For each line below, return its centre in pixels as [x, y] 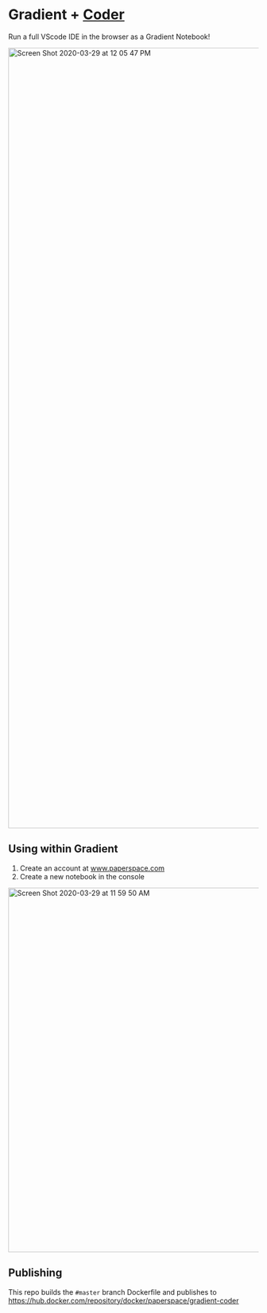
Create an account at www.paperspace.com [92, 868]
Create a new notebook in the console [82, 876]
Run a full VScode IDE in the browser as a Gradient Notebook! [109, 37]
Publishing [35, 1273]
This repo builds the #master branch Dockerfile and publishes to [112, 1292]
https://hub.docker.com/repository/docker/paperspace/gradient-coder [124, 1300]
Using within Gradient [63, 849]
